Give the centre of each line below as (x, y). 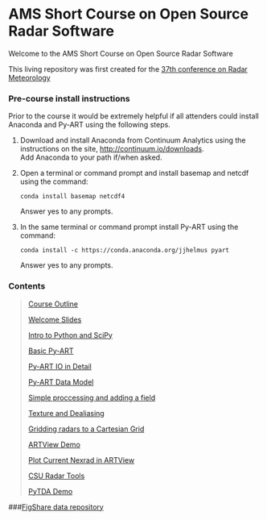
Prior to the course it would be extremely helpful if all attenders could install (133, 116)
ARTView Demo (54, 444)
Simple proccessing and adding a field (91, 397)
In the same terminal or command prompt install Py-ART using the (129, 227)
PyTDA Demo (50, 491)
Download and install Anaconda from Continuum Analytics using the (133, 140)
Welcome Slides (55, 319)
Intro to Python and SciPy (70, 335)
